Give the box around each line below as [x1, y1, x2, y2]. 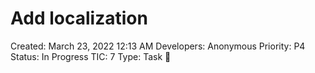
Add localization [10, 7, 148, 30]
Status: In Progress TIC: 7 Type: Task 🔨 [10, 50, 172, 62]
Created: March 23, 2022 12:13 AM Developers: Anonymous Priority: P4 [10, 40, 306, 52]
